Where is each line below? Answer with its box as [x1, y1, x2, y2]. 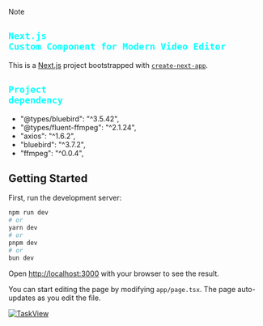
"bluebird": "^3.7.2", [19, 139, 87, 149]
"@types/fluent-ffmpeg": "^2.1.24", [19, 122, 137, 132]
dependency [8, 95, 63, 106]
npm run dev [8, 209, 49, 217]
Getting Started [8, 171, 88, 185]
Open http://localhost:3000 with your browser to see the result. [8, 269, 220, 278]
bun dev [8, 254, 35, 262]
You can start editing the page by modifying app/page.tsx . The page [8, 284, 236, 294]
